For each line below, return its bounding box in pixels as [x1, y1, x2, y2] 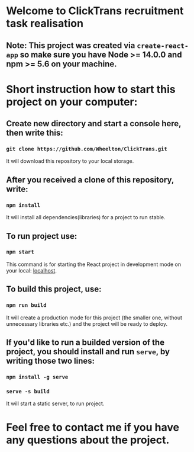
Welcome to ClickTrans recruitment [6, 4, 184, 18]
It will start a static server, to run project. [6, 400, 105, 407]
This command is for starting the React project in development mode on [6, 261, 182, 268]
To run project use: [6, 231, 77, 241]
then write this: [6, 128, 63, 138]
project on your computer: [6, 95, 138, 108]
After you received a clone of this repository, [6, 175, 174, 185]
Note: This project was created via [6, 40, 135, 50]
